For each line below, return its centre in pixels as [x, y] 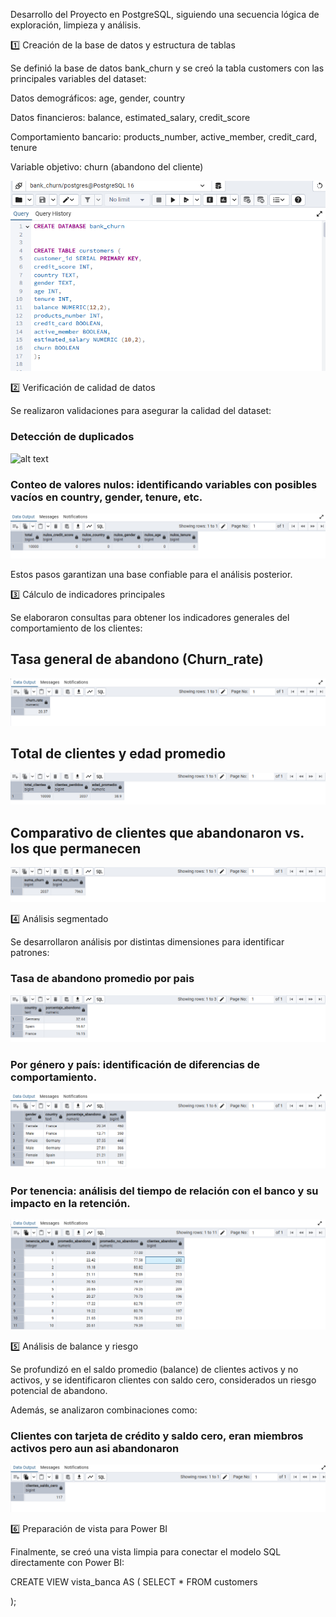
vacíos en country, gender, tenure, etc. [106, 497]
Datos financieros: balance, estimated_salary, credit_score [130, 117]
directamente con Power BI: [67, 1562]
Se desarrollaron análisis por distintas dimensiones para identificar [147, 942]
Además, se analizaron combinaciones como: [104, 1410]
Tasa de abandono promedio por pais [102, 979]
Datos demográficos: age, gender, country [98, 98]
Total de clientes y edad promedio [118, 754]
